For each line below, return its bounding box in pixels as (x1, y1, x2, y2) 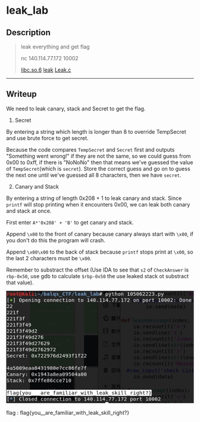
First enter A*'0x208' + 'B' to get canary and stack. (6, 218, 134, 226)
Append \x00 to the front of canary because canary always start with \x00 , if (6, 230, 193, 238)
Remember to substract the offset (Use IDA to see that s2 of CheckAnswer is (6, 266, 189, 273)
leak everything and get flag (20, 43, 90, 50)
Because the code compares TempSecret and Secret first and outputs (6, 146, 175, 153)
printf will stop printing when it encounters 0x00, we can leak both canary (6, 201, 190, 208)
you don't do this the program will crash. (6, 236, 105, 244)
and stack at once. (6, 207, 52, 214)
